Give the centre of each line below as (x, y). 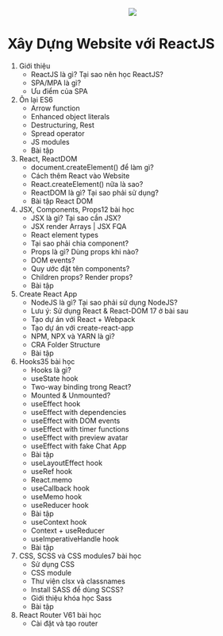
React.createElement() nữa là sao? (87, 184)
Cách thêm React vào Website (80, 176)
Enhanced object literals (70, 116)
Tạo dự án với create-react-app (82, 328)
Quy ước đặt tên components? (80, 268)
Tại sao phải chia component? (79, 243)
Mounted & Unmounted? (71, 395)
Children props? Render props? (82, 277)
